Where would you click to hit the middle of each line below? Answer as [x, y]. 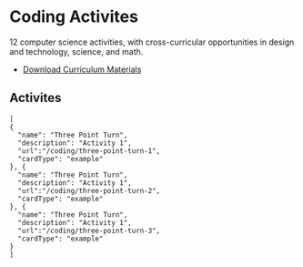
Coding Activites [74, 17]
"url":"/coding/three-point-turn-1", [89, 151]
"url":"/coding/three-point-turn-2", [89, 190]
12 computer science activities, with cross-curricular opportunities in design [152, 42]
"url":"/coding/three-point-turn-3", [89, 231]
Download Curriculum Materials [82, 69]
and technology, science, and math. [76, 51]
